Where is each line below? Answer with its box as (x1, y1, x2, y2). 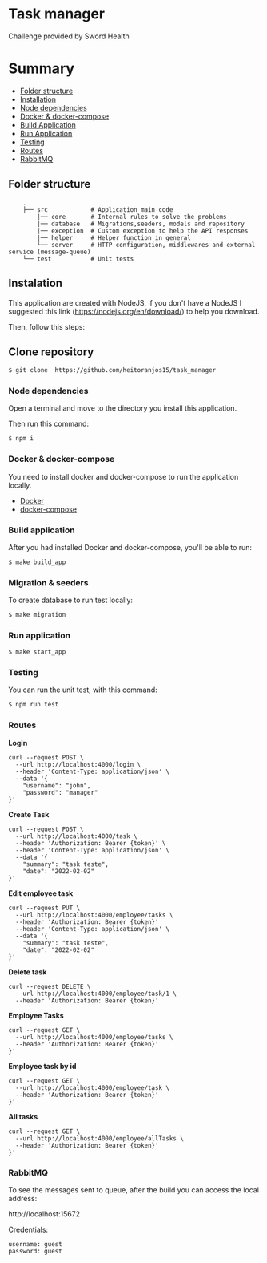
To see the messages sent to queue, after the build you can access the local (8, 1184, 260, 1195)
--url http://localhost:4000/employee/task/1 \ (15, 990, 177, 998)
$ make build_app (8, 558, 66, 566)
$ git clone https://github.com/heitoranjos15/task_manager (8, 366, 217, 374)
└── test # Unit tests (22, 254, 134, 263)
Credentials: (8, 1225, 49, 1234)
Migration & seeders (8, 577, 89, 588)
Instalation (8, 277, 62, 290)
